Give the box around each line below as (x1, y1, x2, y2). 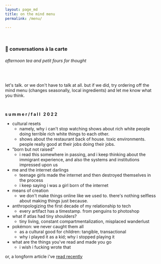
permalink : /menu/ (5, 16, 42, 21)
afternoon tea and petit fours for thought (5, 58, 86, 63)
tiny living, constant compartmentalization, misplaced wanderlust (19, 218, 150, 224)
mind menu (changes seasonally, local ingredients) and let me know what (5, 87, 152, 93)
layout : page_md (5, 7, 38, 12)
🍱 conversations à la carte (5, 46, 68, 52)
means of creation (12, 187, 49, 193)
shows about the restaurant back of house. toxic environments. (19, 136, 146, 142)
